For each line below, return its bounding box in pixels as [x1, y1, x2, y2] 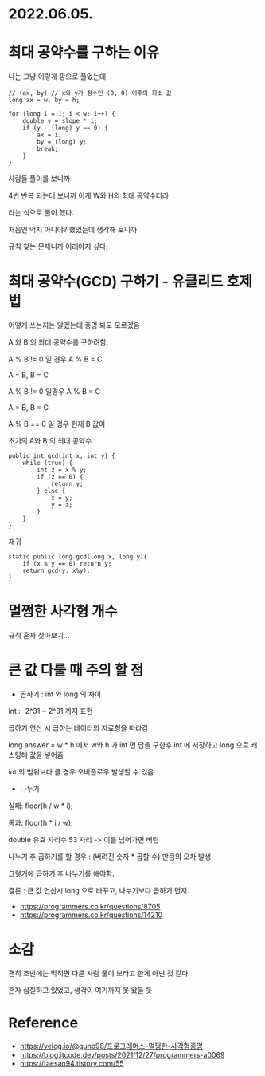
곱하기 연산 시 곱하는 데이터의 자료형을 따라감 [8, 723, 149, 732]
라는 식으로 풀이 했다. [8, 208, 74, 218]
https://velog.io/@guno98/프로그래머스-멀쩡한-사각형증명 [19, 1041, 203, 1050]
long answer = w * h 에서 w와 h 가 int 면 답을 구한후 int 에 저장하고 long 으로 [8, 739, 249, 750]
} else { [37, 487, 66, 495]
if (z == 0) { [37, 473, 84, 481]
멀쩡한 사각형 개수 [8, 603, 118, 621]
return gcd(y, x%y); [22, 567, 91, 575]
